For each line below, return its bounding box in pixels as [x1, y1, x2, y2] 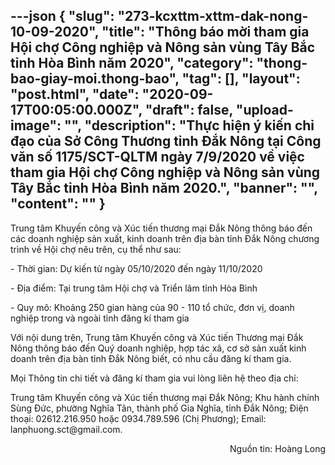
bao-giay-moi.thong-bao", [10, 70, 180, 88]
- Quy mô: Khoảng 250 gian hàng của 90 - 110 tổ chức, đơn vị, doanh [10, 301, 295, 313]
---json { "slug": [10, 8, 115, 25]
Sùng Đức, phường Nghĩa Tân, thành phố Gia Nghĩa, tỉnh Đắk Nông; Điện [10, 402, 309, 414]
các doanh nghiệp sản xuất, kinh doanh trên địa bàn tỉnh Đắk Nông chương [10, 232, 320, 244]
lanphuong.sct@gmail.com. [10, 423, 123, 435]
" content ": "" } [10, 195, 106, 213]
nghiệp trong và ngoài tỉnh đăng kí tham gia [10, 312, 190, 324]
